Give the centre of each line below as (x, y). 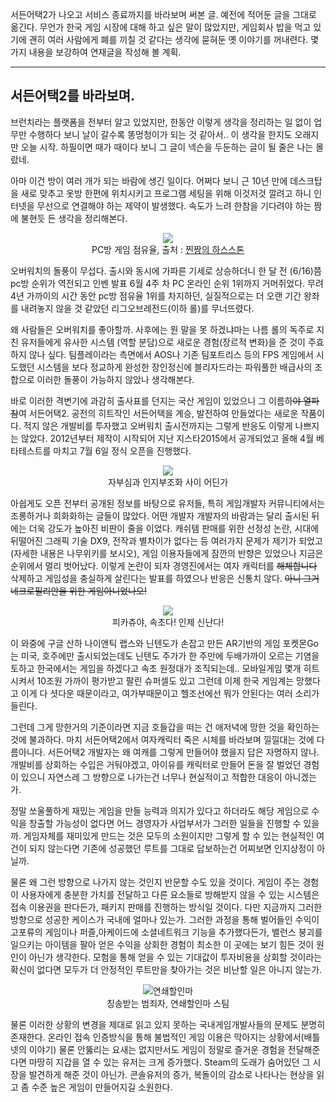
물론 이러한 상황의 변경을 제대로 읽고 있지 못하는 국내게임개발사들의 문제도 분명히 (168, 1024)
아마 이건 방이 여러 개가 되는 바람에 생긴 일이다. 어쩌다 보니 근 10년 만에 (149, 180)
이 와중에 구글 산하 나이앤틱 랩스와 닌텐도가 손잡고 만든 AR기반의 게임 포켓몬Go (164, 643)
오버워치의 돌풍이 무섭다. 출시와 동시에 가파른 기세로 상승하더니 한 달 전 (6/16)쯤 (166, 270)
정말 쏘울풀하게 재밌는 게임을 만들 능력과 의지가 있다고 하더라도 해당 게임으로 (160, 810)
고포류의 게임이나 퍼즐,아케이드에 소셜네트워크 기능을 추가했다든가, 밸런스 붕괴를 (166, 932)
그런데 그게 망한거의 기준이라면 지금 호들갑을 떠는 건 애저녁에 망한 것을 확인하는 (165, 727)
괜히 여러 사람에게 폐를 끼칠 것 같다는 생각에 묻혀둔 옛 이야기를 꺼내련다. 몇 (174, 39)
